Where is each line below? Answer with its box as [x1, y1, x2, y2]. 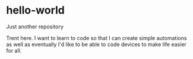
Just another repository [6, 23, 64, 30]
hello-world [6, 4, 65, 17]
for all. [6, 47, 22, 54]
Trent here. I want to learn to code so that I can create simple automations [6, 34, 187, 41]
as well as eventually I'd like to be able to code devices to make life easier [6, 41, 187, 48]
